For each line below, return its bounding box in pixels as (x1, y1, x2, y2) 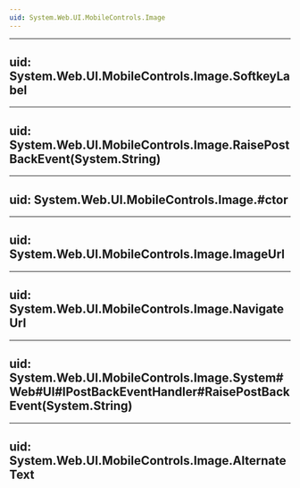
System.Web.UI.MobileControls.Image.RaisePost (9, 137, 290, 152)
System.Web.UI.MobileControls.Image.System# (9, 371, 284, 386)
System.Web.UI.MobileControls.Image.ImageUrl (9, 247, 286, 262)
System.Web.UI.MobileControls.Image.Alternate (9, 453, 287, 468)
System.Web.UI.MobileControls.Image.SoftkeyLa (9, 69, 290, 84)
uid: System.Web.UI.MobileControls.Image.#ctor (9, 192, 288, 207)
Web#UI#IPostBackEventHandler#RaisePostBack (9, 384, 290, 399)
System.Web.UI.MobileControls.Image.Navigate (9, 302, 284, 317)
